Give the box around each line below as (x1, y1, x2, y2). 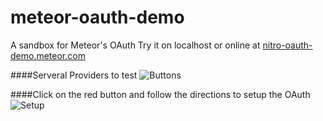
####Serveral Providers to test (10, 69, 138, 81)
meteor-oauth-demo (10, 6, 185, 29)
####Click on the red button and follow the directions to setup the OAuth (10, 88, 311, 100)
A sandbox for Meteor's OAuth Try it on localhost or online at (10, 39, 261, 51)
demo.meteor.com (10, 49, 86, 61)
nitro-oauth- (262, 39, 313, 51)
